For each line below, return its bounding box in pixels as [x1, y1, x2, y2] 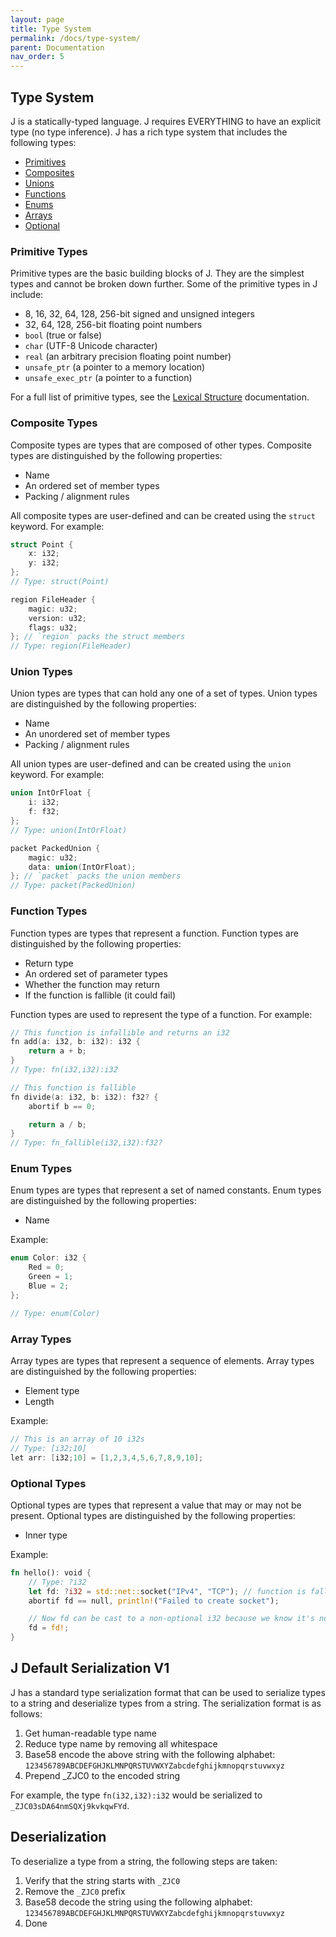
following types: [10, 136, 77, 148]
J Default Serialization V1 [10, 1660, 170, 1677]
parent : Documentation [10, 42, 105, 53]
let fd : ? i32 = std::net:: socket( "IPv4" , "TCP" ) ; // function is [28, 1586, 307, 1596]
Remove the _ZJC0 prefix [24, 1885, 126, 1897]
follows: [10, 1707, 43, 1720]
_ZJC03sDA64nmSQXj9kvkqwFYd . [10, 1799, 130, 1811]
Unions [24, 177, 55, 189]
